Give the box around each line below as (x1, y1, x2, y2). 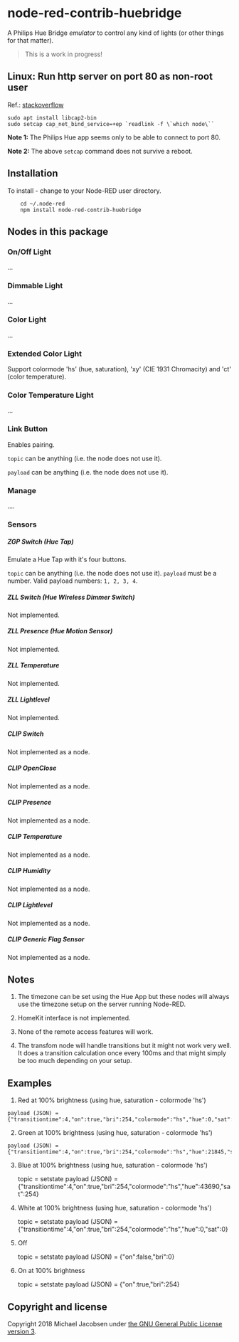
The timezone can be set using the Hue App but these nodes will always (17, 993, 230, 1001)
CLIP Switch (7, 729, 44, 738)
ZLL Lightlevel (7, 695, 50, 704)
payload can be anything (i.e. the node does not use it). (7, 467, 169, 476)
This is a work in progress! (24, 50, 103, 58)
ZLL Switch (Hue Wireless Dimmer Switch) (7, 593, 135, 601)
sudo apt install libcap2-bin (7, 114, 97, 122)
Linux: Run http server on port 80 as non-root (7, 70, 213, 83)
